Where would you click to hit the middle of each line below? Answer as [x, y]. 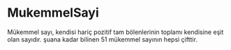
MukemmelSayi [53, 13]
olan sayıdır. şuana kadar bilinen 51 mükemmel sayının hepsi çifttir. [102, 39]
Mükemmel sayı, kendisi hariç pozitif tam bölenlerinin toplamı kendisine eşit [115, 32]
